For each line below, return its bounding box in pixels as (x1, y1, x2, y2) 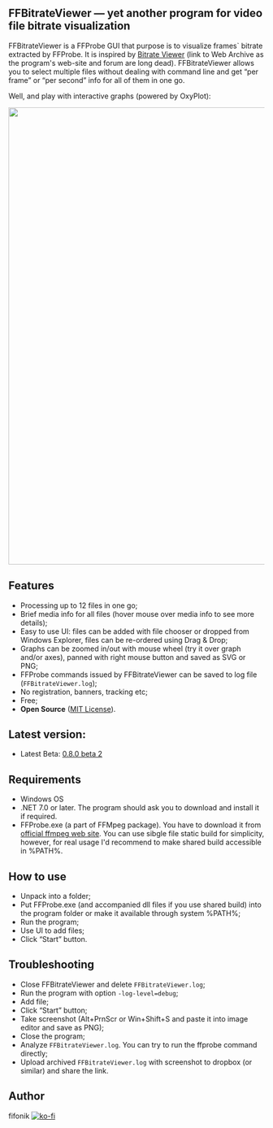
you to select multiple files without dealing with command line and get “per (8, 67, 258, 76)
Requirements (8, 772, 81, 787)
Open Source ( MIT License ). (19, 704, 116, 714)
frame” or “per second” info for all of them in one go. (8, 75, 185, 85)
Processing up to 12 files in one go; (19, 601, 138, 610)
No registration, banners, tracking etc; (19, 687, 148, 696)
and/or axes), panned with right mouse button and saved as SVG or (19, 652, 246, 662)
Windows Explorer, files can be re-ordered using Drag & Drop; (19, 635, 228, 644)
